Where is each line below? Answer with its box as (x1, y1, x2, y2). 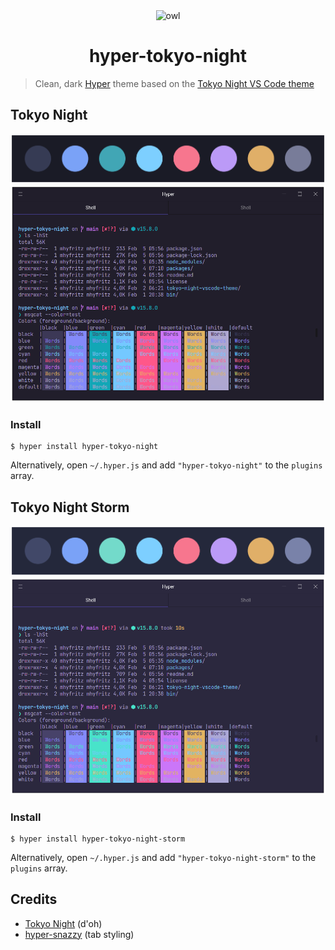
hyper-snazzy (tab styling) (24, 928, 135, 940)
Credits (10, 891, 58, 908)
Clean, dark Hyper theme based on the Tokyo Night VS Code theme (34, 77, 315, 89)
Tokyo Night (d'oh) (24, 917, 103, 929)
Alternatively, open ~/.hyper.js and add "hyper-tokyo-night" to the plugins (10, 459, 323, 471)
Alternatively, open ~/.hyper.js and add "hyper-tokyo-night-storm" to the (10, 851, 317, 863)
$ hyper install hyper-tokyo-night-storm (10, 834, 186, 844)
